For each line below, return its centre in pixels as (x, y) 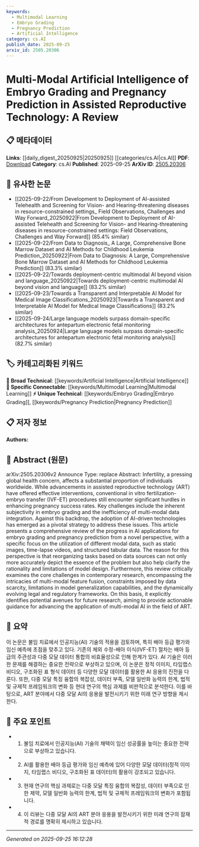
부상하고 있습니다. (55, 750)
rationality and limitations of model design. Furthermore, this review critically (99, 569)
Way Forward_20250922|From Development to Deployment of (91, 217)
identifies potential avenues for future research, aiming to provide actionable (99, 600)
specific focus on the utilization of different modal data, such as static (91, 543)
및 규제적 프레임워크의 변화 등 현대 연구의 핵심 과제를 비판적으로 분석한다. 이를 (96, 686)
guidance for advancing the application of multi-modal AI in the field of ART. (99, 607)
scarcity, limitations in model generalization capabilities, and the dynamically (99, 588)
